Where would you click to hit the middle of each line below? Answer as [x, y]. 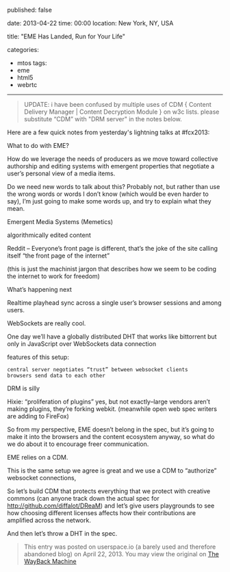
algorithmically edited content [49, 235]
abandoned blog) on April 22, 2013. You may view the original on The [121, 554]
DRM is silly [23, 388]
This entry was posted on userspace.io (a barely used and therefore [120, 547]
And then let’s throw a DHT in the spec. [62, 533]
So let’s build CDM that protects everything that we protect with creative [109, 491]
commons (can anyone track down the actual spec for [83, 498]
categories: [23, 50]
